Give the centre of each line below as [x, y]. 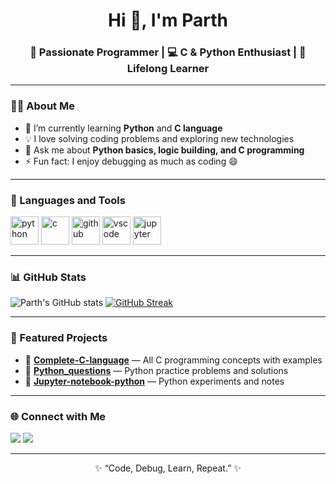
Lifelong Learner [168, 69]
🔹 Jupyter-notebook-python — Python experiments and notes [154, 381]
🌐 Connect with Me [58, 416]
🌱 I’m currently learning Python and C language [123, 128]
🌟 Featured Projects [59, 338]
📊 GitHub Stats [48, 277]
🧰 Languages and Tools [68, 200]
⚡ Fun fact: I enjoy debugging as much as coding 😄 [131, 161]
